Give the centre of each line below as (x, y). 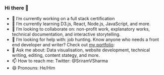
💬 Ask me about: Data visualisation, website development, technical (81, 50)
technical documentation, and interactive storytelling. (66, 35)
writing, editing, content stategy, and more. (56, 55)
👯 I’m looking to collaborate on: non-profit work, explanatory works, (81, 29)
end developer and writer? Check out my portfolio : (63, 45)
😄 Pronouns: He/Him (33, 68)
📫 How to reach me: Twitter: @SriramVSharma (60, 61)
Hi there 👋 (17, 8)
